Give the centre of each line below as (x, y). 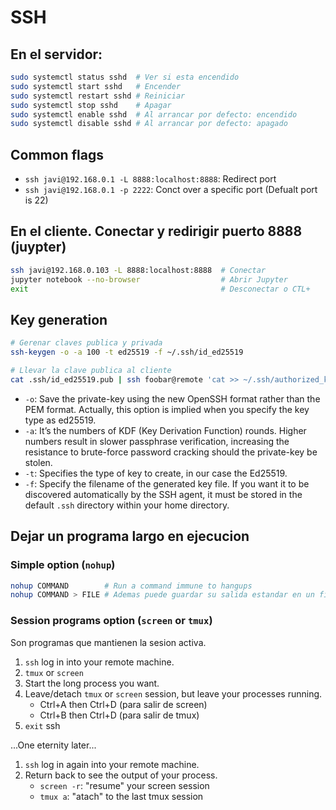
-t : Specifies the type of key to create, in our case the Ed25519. (156, 473)
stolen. (38, 462)
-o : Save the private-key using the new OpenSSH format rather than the (172, 398)
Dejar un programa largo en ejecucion (130, 536)
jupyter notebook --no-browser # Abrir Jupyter (149, 279)
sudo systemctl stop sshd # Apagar (91, 105)
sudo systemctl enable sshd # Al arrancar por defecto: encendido (154, 114)
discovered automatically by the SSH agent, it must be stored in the (163, 494)
